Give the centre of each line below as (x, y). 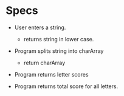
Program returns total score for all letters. (66, 86)
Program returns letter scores (51, 74)
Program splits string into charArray (59, 51)
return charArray (44, 63)
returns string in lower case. (59, 39)
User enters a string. (40, 27)
